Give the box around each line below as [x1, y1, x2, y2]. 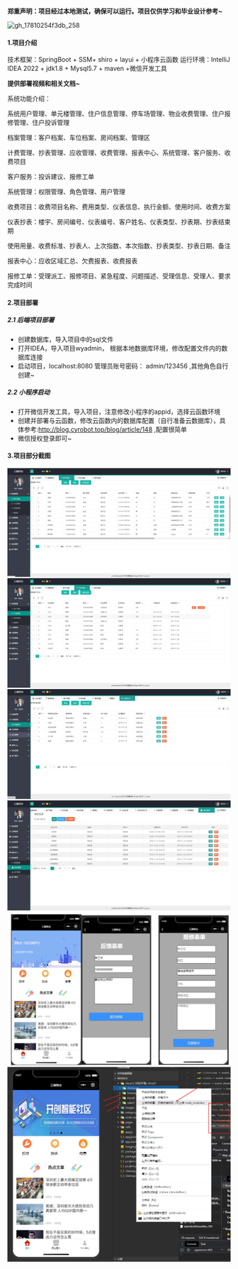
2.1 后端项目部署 [7, 316, 55, 324]
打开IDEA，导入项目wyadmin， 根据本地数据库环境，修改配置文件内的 [17, 344, 222, 352]
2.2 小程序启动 [7, 388, 50, 397]
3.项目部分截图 [7, 451, 51, 460]
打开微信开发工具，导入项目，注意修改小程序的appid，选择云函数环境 [17, 407, 221, 416]
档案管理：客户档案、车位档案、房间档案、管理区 [7, 133, 150, 142]
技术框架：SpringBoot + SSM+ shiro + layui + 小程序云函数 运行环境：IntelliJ [7, 55, 230, 64]
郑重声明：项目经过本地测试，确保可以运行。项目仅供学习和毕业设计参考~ [7, 7, 223, 15]
